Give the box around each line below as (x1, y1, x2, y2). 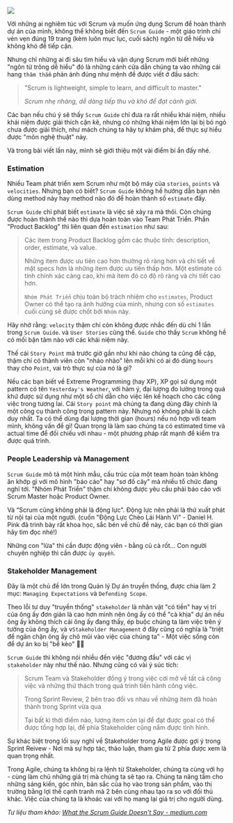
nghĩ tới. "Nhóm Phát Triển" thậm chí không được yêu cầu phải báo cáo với (7, 485, 221, 493)
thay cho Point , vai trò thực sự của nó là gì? (7, 364, 132, 373)
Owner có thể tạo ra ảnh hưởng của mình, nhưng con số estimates (24, 300, 214, 308)
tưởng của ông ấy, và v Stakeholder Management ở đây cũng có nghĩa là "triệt (7, 625, 224, 633)
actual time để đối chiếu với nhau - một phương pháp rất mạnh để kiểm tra (7, 429, 220, 438)
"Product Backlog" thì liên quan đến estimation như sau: (7, 223, 169, 231)
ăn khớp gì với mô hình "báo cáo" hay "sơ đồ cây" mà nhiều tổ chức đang (7, 477, 218, 485)
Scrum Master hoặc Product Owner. (7, 492, 110, 501)
